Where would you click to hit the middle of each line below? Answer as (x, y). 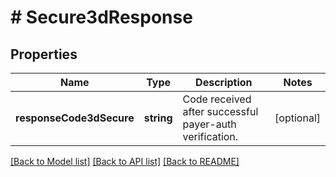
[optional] (297, 118)
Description (224, 82)
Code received (217, 99)
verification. (210, 136)
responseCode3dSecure (75, 118)
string (158, 118)
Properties (44, 54)
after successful (220, 111)
